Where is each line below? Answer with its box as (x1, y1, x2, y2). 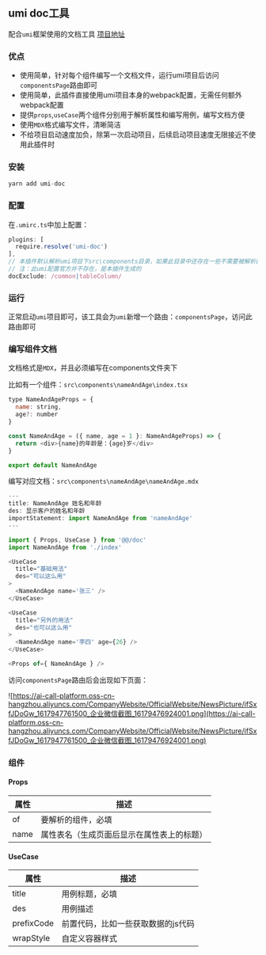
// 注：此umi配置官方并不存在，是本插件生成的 (8, 265, 142, 273)
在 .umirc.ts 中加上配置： (8, 219, 89, 229)
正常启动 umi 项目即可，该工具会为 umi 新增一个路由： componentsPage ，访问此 (8, 312, 253, 322)
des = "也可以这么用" (15, 623, 73, 631)
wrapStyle (12, 933, 50, 944)
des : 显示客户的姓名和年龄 (8, 507, 85, 516)
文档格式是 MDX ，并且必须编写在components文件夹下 (8, 363, 178, 373)
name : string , (15, 403, 62, 411)
